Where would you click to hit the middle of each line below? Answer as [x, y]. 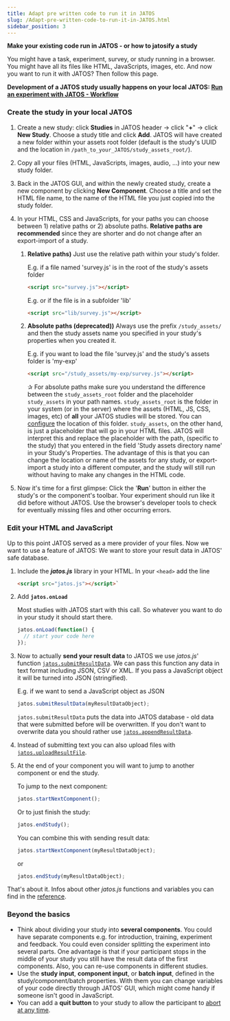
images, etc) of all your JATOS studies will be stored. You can [115, 417]
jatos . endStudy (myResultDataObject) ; [71, 876]
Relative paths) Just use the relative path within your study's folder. [123, 254]
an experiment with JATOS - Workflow [63, 94]
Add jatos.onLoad [42, 597]
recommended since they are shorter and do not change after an [110, 233]
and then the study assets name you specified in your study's [114, 333]
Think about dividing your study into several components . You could [115, 929]
